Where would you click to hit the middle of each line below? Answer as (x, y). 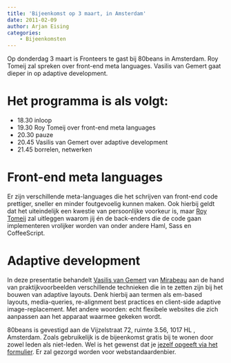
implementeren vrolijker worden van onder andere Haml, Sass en (99, 226)
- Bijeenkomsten (43, 39)
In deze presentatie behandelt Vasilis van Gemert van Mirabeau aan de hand (115, 280)
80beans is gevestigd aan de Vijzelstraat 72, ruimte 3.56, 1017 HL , (101, 330)
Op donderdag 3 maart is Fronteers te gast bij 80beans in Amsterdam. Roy (113, 59)
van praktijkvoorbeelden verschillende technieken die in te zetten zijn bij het (115, 287)
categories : (24, 33)
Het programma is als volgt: (88, 101)
